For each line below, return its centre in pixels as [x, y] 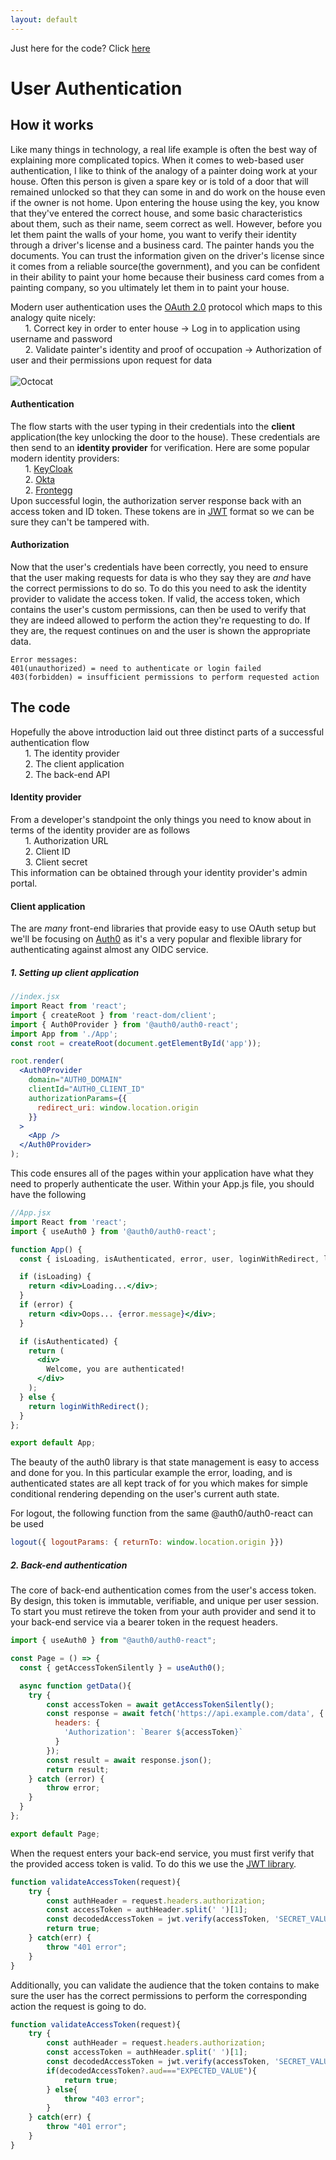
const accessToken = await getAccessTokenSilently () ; [160, 1704]
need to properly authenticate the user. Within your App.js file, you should [162, 1184]
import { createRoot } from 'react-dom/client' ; [113, 1015]
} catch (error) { [66, 1779]
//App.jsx [31, 1213]
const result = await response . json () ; [129, 1760]
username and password [61, 338]
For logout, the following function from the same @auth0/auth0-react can [161, 1513]
